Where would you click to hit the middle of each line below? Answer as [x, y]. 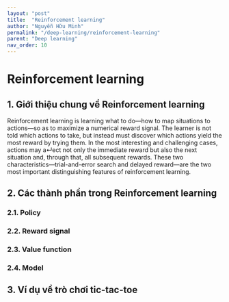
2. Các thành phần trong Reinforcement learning [112, 193]
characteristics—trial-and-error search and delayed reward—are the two [109, 164]
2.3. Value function [39, 249]
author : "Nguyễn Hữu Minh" [45, 26]
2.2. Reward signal [39, 231]
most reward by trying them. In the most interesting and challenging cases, [112, 142]
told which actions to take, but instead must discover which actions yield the [114, 135]
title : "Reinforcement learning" [56, 20]
